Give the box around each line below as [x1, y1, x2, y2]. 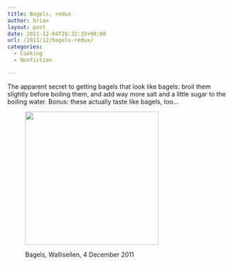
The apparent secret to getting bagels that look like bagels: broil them [7, 82, 211, 91]
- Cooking [13, 50, 43, 57]
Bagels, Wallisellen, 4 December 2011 [25, 250, 134, 259]
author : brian [7, 17, 50, 24]
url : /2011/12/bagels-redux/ [7, 37, 94, 44]
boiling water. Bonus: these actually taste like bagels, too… [7, 97, 179, 106]
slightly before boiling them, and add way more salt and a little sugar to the [7, 89, 226, 98]
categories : [7, 43, 43, 50]
